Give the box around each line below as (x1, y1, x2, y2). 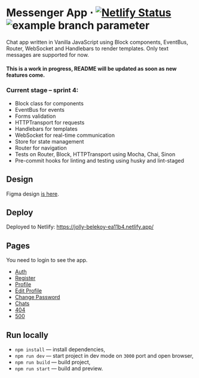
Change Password (14, 294, 60, 301)
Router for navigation (14, 144, 67, 151)
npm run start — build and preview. (14, 365, 103, 372)
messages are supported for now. (6, 51, 90, 58)
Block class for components (14, 99, 84, 107)
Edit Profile (14, 287, 42, 294)
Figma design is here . (6, 190, 60, 197)
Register (14, 275, 36, 282)
